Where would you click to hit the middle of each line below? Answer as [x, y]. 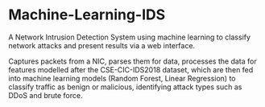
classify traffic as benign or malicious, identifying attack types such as [125, 87]
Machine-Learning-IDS [87, 15]
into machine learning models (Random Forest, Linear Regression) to [122, 78]
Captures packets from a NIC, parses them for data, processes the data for [132, 61]
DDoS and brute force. [46, 95]
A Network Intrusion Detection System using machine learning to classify [130, 37]
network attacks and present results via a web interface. [102, 45]
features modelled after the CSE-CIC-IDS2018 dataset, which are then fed [131, 69]
